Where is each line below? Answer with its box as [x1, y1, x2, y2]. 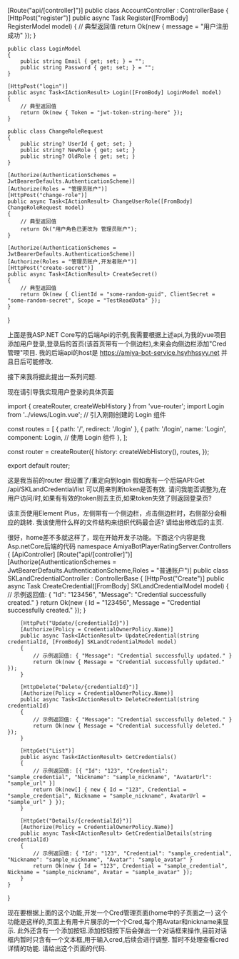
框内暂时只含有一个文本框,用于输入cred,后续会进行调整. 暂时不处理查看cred [7, 935, 229, 943]
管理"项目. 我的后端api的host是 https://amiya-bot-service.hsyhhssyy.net [7, 348, 220, 356]
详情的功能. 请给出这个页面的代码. [7, 944, 107, 953]
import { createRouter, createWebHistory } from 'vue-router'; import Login [7, 402, 225, 410]
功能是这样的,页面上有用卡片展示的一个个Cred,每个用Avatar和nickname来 [7, 918, 223, 925]
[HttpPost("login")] [7, 83, 69, 90]
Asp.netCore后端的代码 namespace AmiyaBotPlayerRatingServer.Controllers [7, 542, 232, 551]
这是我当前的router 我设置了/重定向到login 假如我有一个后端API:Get [7, 476, 205, 484]
